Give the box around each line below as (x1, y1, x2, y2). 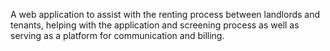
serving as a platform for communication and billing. (10, 30, 225, 41)
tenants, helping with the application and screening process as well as (10, 19, 300, 31)
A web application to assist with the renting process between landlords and (10, 9, 321, 20)
